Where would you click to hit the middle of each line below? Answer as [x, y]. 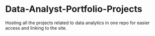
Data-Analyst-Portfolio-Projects [74, 9]
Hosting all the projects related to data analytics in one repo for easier [77, 23]
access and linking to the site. [36, 28]
